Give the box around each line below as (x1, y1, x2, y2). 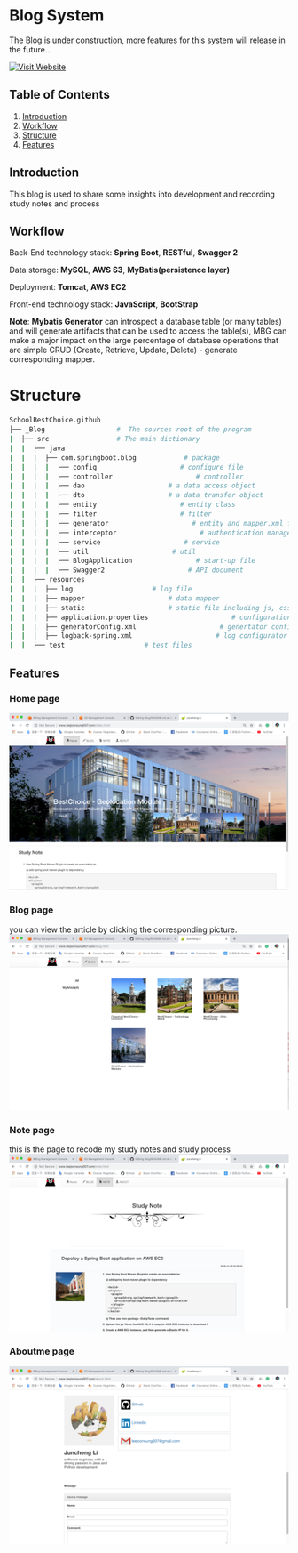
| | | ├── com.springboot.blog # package (9, 453, 220, 463)
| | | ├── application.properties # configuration (9, 613, 292, 622)
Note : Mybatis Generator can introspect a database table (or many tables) (9, 317, 282, 327)
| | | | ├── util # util (9, 547, 197, 556)
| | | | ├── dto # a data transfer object (9, 491, 264, 500)
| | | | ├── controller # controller (9, 472, 244, 481)
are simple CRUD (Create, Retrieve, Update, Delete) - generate (9, 344, 238, 356)
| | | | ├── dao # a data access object (9, 481, 255, 490)
